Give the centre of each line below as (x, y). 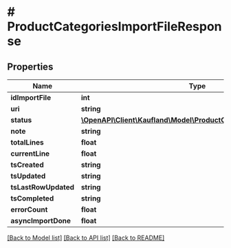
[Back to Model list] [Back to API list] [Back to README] (86, 238)
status (21, 120)
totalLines (27, 142)
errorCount (29, 209)
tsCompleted (32, 198)
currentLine (30, 154)
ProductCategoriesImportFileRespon (114, 27)
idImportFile (31, 97)
